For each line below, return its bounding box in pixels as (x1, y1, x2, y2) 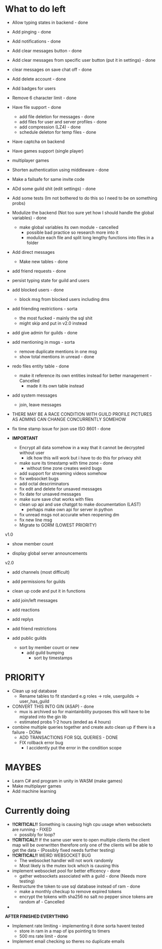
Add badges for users (12, 85, 56, 91)
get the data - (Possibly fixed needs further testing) (12, 847, 115, 853)
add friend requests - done (12, 268, 66, 274)
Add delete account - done (12, 76, 66, 82)
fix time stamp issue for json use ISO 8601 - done (12, 425, 111, 431)
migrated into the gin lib (19, 714, 67, 720)
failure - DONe (12, 729, 41, 735)
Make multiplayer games (12, 783, 62, 789)
